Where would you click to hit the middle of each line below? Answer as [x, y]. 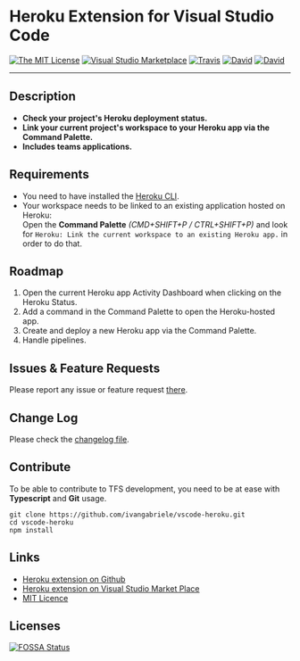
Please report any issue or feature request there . [99, 390]
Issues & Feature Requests [85, 368]
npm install [31, 530]
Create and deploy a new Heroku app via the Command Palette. [139, 331]
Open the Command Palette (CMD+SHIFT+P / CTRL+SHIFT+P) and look [155, 224]
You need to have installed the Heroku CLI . [101, 196]
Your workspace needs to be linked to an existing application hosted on [154, 205]
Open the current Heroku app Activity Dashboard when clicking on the [152, 293]
